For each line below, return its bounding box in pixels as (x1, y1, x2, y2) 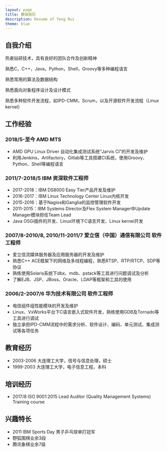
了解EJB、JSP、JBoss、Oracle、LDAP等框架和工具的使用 (12, 277, 132, 283)
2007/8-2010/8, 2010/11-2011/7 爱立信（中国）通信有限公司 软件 (5, 232, 162, 239)
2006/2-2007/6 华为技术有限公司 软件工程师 (5, 290, 113, 297)
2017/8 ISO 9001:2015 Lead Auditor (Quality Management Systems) (12, 394, 151, 400)
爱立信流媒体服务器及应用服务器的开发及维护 (12, 252, 105, 258)
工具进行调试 (12, 315, 39, 321)
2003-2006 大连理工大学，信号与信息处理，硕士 (12, 358, 112, 364)
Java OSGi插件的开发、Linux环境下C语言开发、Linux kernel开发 (12, 218, 144, 224)
